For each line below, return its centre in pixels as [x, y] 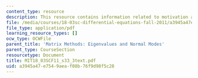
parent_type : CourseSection [41, 50]
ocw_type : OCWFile [29, 39]
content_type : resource [35, 11]
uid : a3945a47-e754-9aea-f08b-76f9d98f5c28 [60, 66]
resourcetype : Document [35, 55]
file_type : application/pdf [41, 28]
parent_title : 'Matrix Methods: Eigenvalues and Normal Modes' [85, 45]
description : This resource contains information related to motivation [97, 17]
